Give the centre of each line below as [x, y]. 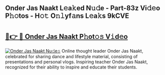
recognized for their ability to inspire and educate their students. [71, 67]
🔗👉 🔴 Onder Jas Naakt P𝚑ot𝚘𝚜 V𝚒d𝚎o [67, 37]
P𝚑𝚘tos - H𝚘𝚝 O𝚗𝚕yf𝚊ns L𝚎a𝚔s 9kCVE [67, 16]
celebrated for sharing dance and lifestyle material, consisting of [72, 56]
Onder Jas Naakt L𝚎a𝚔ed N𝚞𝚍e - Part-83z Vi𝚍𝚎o [83, 8]
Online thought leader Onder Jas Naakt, [102, 51]
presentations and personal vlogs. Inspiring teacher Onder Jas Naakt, [77, 62]
